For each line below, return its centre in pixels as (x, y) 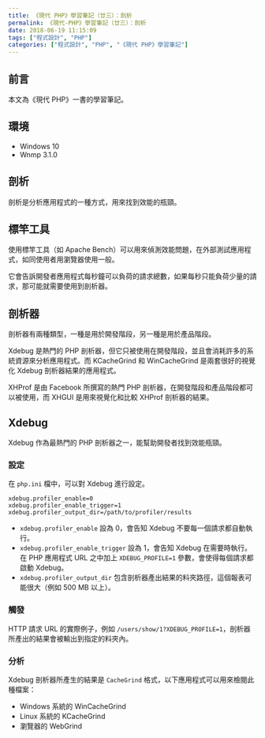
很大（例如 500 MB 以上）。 (71, 587)
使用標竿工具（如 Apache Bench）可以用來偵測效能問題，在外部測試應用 (126, 250)
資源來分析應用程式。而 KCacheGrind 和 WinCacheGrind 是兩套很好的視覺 (135, 361)
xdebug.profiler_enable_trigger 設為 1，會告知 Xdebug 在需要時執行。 (136, 548)
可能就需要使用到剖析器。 (70, 286)
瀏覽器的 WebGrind (51, 726)
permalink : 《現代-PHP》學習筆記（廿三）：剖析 (77, 23)
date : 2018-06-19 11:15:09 (52, 30)
